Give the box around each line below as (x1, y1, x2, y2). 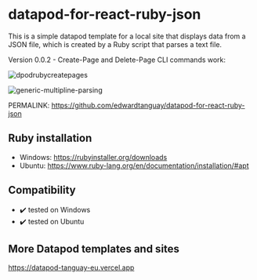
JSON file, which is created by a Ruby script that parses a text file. (8, 39, 222, 49)
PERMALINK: (8, 100, 50, 110)
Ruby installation (8, 132, 92, 145)
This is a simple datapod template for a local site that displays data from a (8, 31, 246, 41)
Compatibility (8, 184, 76, 197)
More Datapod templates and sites (8, 242, 180, 256)
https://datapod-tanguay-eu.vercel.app (8, 263, 135, 272)
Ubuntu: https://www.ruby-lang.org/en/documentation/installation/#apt (19, 161, 249, 170)
